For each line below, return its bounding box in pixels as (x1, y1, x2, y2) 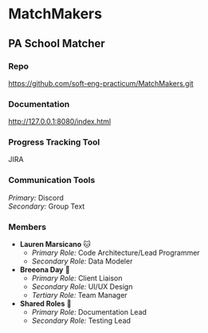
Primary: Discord (8, 192, 64, 202)
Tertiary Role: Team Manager (31, 291, 128, 300)
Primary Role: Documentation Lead (31, 307, 147, 317)
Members (8, 221, 46, 232)
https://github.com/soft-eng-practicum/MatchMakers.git (8, 78, 194, 88)
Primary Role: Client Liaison (31, 273, 123, 283)
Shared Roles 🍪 (19, 299, 72, 308)
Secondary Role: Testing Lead (31, 316, 131, 326)
